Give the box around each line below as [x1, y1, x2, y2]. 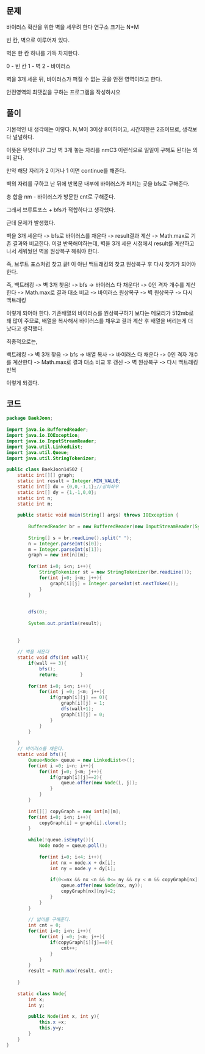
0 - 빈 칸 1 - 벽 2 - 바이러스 [6, 62, 71, 69]
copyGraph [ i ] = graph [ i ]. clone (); [38, 820, 127, 826]
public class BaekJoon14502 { [6, 466, 84, 473]
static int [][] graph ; [17, 472, 75, 479]
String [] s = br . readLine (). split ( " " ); [28, 535, 132, 541]
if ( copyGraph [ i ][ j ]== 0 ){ [49, 939, 113, 946]
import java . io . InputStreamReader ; [6, 438, 97, 444]
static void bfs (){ [17, 751, 67, 758]
